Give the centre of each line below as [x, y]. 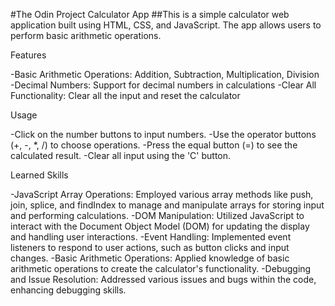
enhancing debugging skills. [68, 290]
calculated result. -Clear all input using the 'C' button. [121, 155]
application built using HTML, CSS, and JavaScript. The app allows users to [166, 25]
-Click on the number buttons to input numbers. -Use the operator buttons [163, 134]
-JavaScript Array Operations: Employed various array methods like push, [162, 194]
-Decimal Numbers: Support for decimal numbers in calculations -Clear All [163, 85]
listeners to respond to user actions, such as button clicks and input [150, 247]
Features [28, 55]
